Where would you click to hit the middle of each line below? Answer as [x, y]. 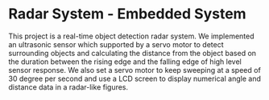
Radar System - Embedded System [128, 14]
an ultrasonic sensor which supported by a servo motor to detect [116, 44]
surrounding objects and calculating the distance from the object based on [132, 53]
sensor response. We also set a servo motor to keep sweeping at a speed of [135, 70]
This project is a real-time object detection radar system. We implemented [132, 36]
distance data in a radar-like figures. [68, 87]
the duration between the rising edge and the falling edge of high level [125, 62]
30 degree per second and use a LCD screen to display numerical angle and [135, 78]
